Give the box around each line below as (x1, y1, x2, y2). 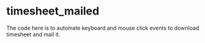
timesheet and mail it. (6, 30, 61, 38)
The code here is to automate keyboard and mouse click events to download (6, 24, 199, 31)
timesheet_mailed (6, 4, 100, 18)
